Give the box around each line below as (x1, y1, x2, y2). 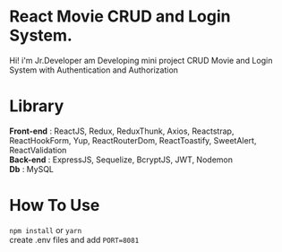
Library (9, 96, 64, 117)
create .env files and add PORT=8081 (9, 234, 140, 245)
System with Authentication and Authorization (9, 65, 179, 75)
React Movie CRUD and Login (9, 6, 231, 27)
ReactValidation (9, 144, 67, 155)
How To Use (9, 196, 100, 216)
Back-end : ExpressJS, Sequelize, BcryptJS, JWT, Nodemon (9, 154, 233, 165)
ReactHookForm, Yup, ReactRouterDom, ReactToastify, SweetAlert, (9, 135, 257, 145)
